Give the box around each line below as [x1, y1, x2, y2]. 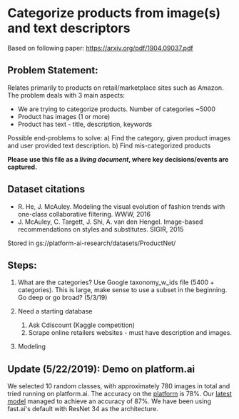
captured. [7, 162, 38, 171]
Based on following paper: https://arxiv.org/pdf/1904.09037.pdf [7, 43, 194, 52]
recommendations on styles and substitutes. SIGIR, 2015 [17, 224, 184, 233]
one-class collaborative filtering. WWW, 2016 [17, 209, 151, 218]
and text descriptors [7, 20, 131, 36]
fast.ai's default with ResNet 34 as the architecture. [7, 405, 158, 413]
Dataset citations [7, 183, 86, 195]
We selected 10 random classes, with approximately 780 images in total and [7, 382, 230, 390]
